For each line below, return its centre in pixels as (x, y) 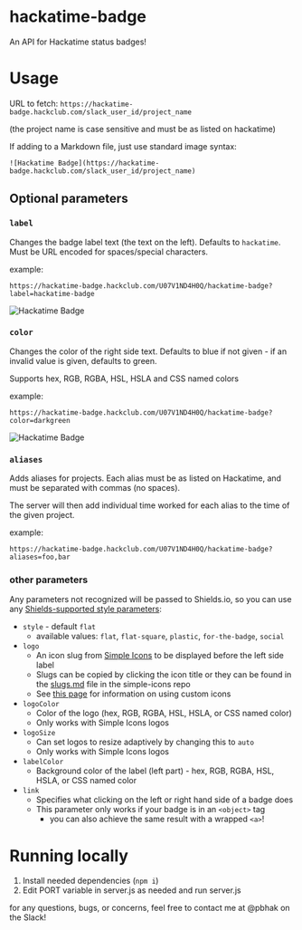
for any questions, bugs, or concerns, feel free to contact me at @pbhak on (150, 908)
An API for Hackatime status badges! (78, 42)
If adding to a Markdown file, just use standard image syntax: (123, 146)
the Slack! (28, 917)
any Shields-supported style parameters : (86, 609)
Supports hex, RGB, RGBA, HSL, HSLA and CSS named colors (124, 379)
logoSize (39, 733)
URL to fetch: (34, 103)
